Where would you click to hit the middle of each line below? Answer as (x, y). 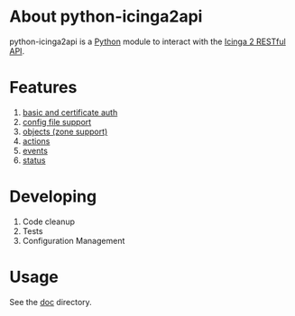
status (34, 160)
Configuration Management (74, 240)
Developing (53, 197)
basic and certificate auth (70, 112)
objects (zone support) (65, 131)
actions (36, 140)
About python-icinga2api (106, 17)
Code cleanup (48, 221)
